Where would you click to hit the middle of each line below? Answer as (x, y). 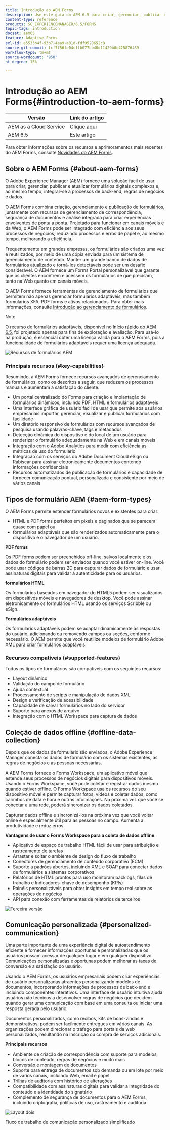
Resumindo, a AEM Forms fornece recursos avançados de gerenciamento (82, 377)
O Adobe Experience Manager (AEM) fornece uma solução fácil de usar (80, 181)
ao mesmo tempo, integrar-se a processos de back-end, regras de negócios (85, 191)
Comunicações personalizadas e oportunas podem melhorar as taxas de (81, 961)
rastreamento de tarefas (38, 851)
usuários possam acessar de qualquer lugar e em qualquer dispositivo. (79, 956)
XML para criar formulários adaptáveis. (46, 645)
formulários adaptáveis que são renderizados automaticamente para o (86, 532)
